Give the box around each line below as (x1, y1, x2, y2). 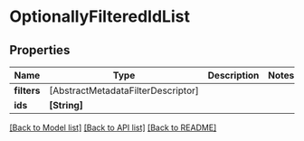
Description (207, 70, 260, 81)
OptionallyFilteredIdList (9, 6, 190, 27)
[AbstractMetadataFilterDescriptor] (49, 84, 199, 97)
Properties (9, 42, 71, 58)
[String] (49, 99, 83, 111)
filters (14, 84, 41, 97)
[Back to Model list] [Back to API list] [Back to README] (9, 122, 217, 133)
